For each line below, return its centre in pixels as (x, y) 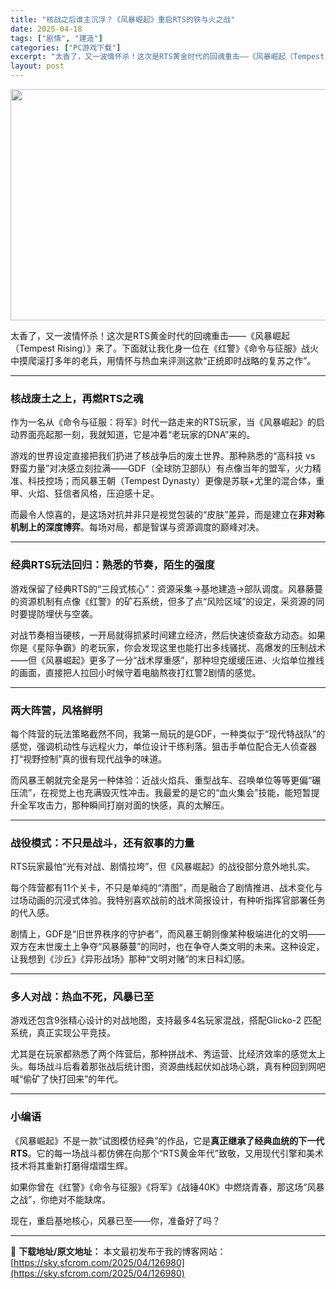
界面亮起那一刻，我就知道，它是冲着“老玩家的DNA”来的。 (137, 435)
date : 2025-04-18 (46, 29)
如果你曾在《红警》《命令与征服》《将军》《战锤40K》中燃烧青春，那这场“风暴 (167, 1187)
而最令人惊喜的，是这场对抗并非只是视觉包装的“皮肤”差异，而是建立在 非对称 (167, 515)
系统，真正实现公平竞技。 (63, 1033)
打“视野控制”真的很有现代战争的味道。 (89, 758)
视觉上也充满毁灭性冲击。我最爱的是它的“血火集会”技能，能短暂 (180, 792)
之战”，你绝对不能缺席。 (61, 1199)
